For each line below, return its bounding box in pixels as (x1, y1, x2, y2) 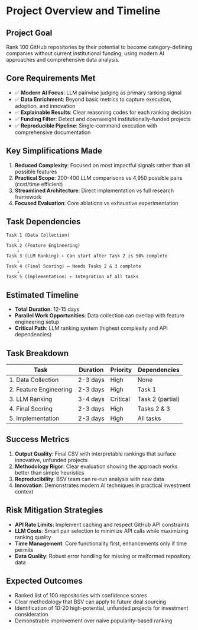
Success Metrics (6, 434, 70, 444)
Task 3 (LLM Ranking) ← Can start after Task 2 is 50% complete (6, 253, 168, 259)
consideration (14, 610, 48, 618)
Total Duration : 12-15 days (14, 306, 80, 313)
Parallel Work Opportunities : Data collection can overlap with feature (14, 312, 184, 319)
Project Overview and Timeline (6, 4, 161, 18)
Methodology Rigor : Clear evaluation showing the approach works (14, 463, 178, 470)
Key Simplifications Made (6, 146, 102, 156)
